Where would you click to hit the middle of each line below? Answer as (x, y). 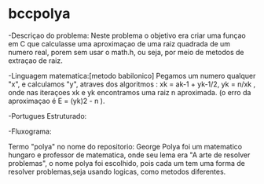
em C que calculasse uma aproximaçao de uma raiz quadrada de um (119, 43)
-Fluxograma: (30, 131)
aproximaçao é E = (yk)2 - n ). (57, 101)
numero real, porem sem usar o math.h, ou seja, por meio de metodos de (126, 52)
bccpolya (39, 14)
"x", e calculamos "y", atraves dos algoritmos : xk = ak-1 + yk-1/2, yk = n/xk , (132, 84)
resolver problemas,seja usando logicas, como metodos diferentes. (117, 171)
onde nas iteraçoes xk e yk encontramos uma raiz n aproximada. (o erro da (130, 92)
